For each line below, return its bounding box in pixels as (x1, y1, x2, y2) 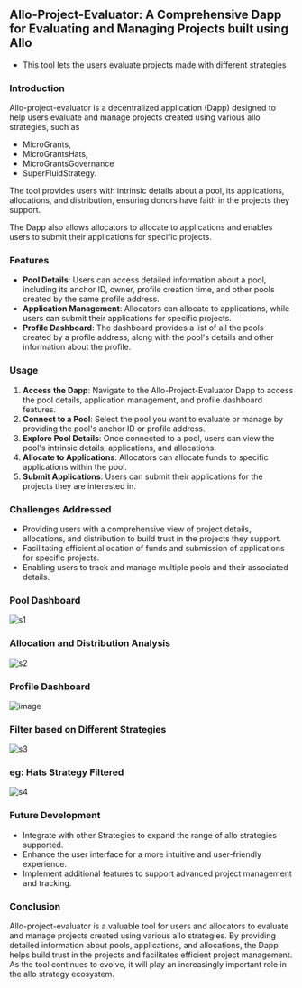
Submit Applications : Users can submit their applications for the (22, 471, 263, 482)
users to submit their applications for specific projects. (9, 232, 212, 243)
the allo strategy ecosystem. (9, 969, 115, 980)
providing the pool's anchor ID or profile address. (22, 423, 206, 434)
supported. (22, 839, 64, 850)
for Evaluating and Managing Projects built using (9, 22, 288, 37)
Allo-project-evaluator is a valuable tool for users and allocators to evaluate (9, 920, 289, 932)
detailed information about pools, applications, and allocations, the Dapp (9, 940, 279, 951)
